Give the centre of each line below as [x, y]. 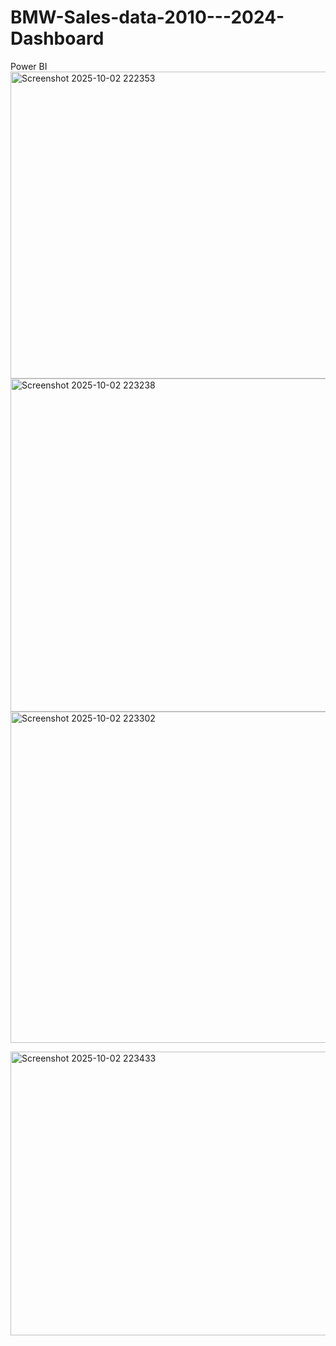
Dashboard [57, 38]
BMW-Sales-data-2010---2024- [147, 17]
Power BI [29, 66]
